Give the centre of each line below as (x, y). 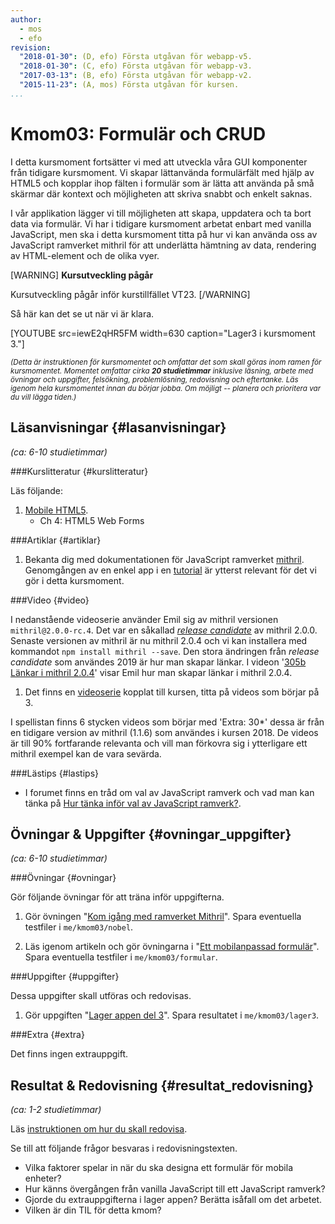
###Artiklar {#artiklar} (56, 540)
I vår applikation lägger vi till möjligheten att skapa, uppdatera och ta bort (161, 213)
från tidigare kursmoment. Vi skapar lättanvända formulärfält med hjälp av (162, 172)
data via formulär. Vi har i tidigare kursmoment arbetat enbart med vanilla (161, 223)
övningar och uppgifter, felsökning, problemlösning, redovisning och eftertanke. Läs (154, 379)
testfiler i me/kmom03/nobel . (79, 927)
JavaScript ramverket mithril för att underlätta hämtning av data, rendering (163, 245)
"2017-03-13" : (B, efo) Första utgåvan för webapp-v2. (136, 76)
